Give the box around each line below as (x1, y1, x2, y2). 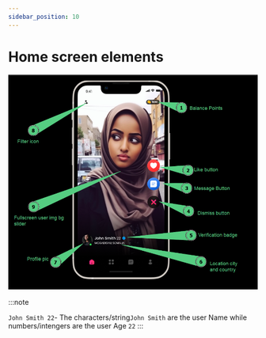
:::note (8, 298, 29, 307)
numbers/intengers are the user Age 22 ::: (8, 321, 144, 331)
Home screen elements (8, 47, 164, 66)
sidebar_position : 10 (8, 13, 80, 21)
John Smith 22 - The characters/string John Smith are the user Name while (8, 313, 248, 322)
